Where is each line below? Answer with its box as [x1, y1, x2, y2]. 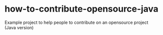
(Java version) [4, 24, 34, 30]
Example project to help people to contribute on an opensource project [4, 19, 149, 25]
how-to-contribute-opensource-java [4, 3, 159, 15]
